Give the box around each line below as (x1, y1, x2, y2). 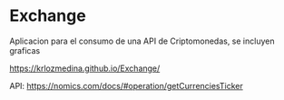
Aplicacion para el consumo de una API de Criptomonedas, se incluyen (9, 35, 275, 46)
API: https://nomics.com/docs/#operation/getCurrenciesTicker (9, 80, 243, 91)
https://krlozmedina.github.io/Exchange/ (9, 63, 161, 74)
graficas (9, 45, 41, 55)
